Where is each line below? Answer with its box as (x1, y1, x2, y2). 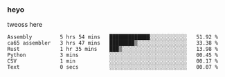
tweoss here (7, 21, 43, 29)
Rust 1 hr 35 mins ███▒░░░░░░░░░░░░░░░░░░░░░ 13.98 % (7, 46, 218, 53)
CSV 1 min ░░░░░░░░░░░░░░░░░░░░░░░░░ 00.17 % (7, 58, 218, 65)
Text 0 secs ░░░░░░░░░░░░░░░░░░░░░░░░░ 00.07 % (7, 64, 218, 71)
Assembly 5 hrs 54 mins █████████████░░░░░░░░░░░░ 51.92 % (7, 34, 218, 41)
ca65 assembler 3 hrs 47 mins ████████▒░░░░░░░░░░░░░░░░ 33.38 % (7, 40, 218, 47)
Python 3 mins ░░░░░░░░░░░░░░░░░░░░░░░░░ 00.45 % (7, 52, 218, 59)
